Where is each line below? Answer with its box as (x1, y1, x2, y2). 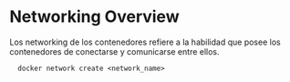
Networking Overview (9, 6, 180, 27)
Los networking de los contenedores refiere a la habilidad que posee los (9, 36, 281, 47)
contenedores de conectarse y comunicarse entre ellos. (9, 46, 221, 56)
